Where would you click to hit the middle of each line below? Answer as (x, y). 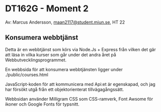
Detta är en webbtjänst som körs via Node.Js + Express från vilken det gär (80, 49)
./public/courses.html (27, 75)
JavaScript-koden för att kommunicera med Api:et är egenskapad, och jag (80, 84)
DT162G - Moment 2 (47, 9)
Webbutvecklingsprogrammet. (36, 60)
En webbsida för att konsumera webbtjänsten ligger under (64, 69)
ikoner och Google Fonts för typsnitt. (42, 104)
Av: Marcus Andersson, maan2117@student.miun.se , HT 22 (65, 22)
